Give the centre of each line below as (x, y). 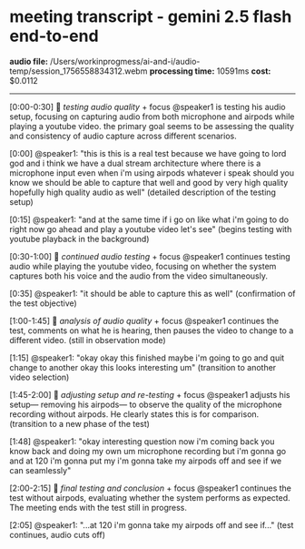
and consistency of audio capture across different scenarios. (123, 136)
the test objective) (43, 303)
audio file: (29, 61)
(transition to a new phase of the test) (79, 423)
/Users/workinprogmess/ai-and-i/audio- (125, 61)
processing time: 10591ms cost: (210, 71)
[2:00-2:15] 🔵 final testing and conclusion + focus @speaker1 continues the (151, 488)
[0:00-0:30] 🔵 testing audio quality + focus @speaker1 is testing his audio (148, 107)
